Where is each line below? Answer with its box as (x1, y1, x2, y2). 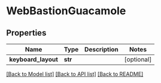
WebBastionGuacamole (6, 4, 126, 18)
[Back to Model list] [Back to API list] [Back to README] (6, 71, 144, 78)
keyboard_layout (9, 55, 59, 63)
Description (84, 46, 119, 53)
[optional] (124, 55, 152, 63)
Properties (6, 28, 47, 38)
